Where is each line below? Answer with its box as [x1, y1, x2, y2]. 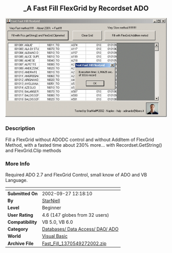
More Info [5, 160, 30, 167]
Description [5, 125, 35, 132]
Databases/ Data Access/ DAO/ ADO [41, 226, 119, 232]
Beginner [41, 204, 61, 211]
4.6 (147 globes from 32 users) [41, 212, 109, 218]
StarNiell [41, 198, 60, 204]
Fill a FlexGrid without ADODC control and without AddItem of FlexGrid [5, 136, 155, 143]
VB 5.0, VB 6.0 [41, 219, 73, 225]
